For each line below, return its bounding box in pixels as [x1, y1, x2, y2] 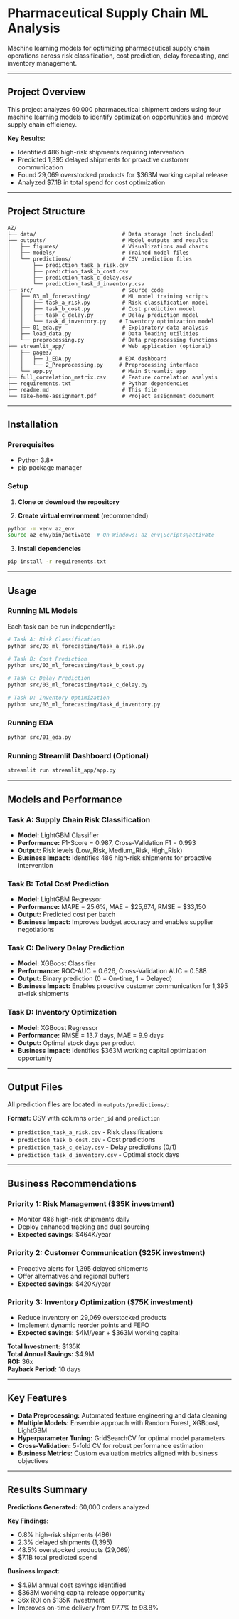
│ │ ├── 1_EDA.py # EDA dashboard [7, 355, 167, 362]
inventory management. [7, 58, 77, 67]
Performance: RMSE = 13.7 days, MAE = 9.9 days [17, 1031, 164, 1039]
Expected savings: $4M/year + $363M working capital [17, 1328, 180, 1336]
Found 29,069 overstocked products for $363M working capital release [17, 170, 228, 179]
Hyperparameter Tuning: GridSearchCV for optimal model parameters [17, 1433, 225, 1442]
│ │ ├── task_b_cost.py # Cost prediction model [7, 305, 196, 313]
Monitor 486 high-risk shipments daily [17, 1215, 130, 1224]
